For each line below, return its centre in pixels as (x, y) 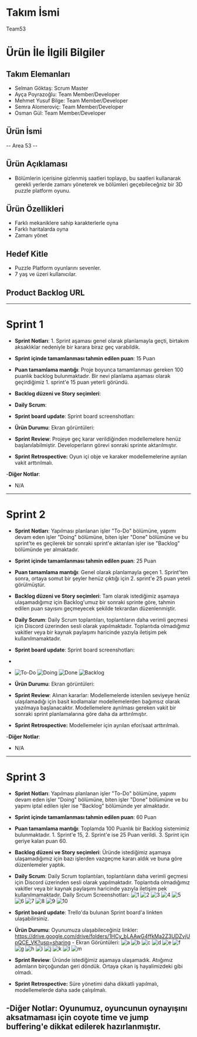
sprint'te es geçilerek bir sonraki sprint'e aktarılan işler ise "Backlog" (97, 543)
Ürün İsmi (24, 132)
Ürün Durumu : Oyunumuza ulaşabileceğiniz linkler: (77, 930)
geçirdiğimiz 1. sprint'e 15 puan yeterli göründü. (72, 382)
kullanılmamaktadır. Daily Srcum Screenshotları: (72, 895)
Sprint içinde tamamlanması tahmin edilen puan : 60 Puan (85, 817)
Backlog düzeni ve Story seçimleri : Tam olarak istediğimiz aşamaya (97, 596)
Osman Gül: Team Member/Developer (60, 113)
